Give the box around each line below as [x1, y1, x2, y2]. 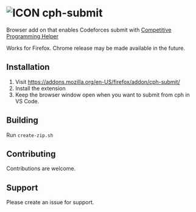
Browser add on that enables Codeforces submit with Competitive [6, 26, 172, 33]
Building [6, 115, 38, 126]
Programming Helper [6, 32, 59, 39]
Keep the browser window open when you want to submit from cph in [15, 91, 190, 98]
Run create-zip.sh [6, 131, 54, 138]
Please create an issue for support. [6, 199, 94, 206]
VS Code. [15, 97, 40, 104]
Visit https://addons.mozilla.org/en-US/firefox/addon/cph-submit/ [15, 78, 181, 85]
